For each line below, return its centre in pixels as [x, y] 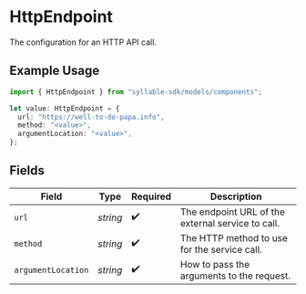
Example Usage [55, 71]
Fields [27, 171]
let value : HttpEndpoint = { [65, 108]
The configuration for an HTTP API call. [83, 42]
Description [236, 196]
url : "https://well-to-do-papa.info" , [92, 117]
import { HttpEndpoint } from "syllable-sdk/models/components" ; [136, 92]
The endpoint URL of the [232, 212]
